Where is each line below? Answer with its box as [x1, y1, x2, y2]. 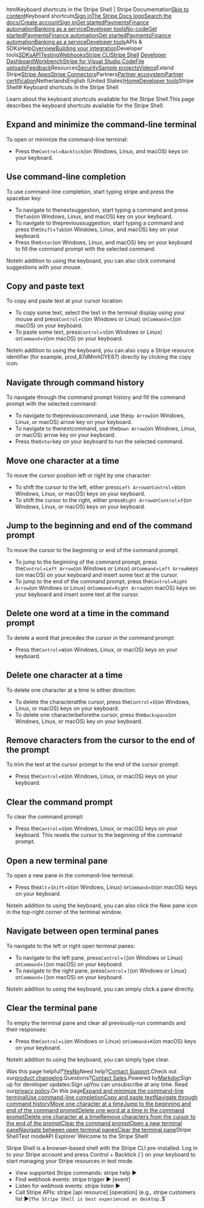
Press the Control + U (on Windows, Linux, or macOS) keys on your [15, 825, 178, 832]
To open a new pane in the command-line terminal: [6, 871, 135, 879]
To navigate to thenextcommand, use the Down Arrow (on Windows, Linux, [15, 425, 197, 433]
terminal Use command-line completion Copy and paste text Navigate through [6, 1093, 198, 1101]
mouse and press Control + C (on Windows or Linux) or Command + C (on [15, 315, 181, 323]
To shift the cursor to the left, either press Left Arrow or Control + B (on [15, 484, 186, 491]
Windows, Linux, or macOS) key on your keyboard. [15, 717, 143, 725]
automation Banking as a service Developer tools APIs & [6, 38, 142, 45]
